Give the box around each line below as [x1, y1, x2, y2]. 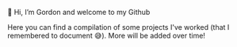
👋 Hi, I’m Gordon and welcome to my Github [7, 8, 151, 16]
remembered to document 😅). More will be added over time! [7, 31, 205, 40]
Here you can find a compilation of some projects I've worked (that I [7, 23, 230, 31]
